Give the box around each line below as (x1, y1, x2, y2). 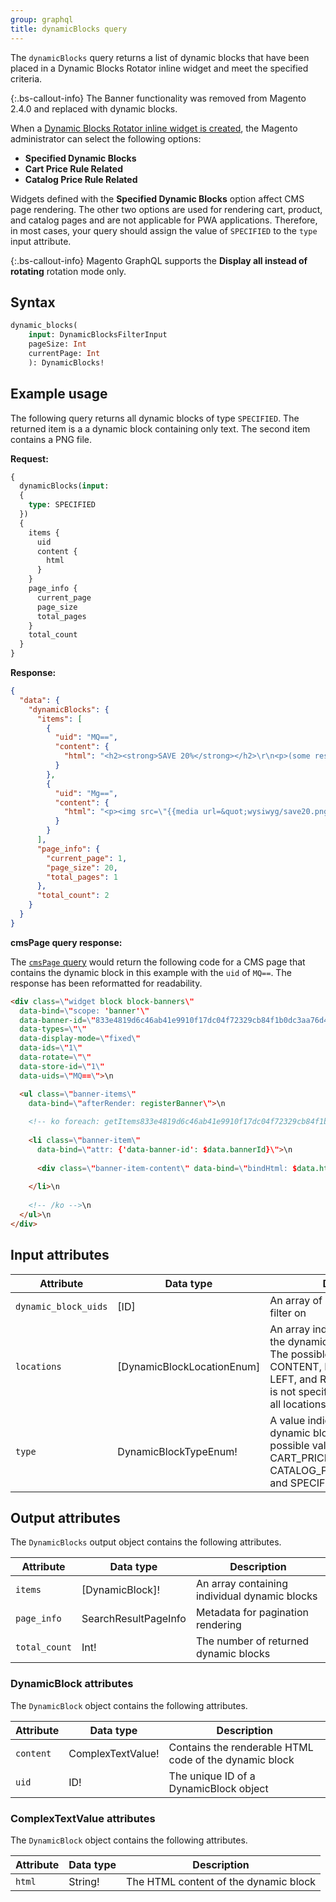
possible (269, 1438, 310, 1452)
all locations (269, 1397, 327, 1411)
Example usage (10, 386, 108, 403)
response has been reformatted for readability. (10, 977, 203, 989)
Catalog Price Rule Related (24, 173, 138, 185)
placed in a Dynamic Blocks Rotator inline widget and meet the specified (10, 62, 309, 74)
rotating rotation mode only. (10, 265, 127, 277)
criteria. (10, 72, 43, 85)
